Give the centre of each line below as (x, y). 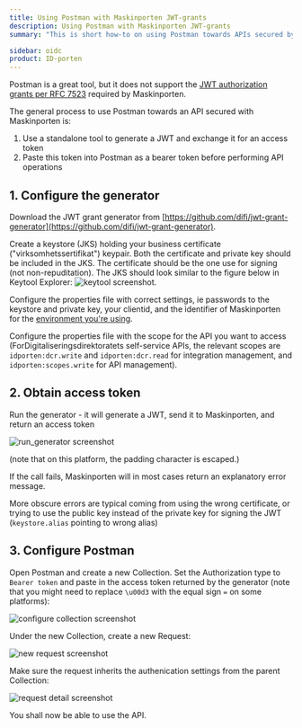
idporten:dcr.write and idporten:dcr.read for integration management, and (151, 355)
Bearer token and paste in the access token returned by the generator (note (150, 582)
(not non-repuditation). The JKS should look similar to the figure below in (145, 272)
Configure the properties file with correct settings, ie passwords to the (139, 299)
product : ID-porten (46, 59)
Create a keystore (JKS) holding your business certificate (115, 244)
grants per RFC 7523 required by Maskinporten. (98, 94)
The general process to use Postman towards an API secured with (132, 111)
